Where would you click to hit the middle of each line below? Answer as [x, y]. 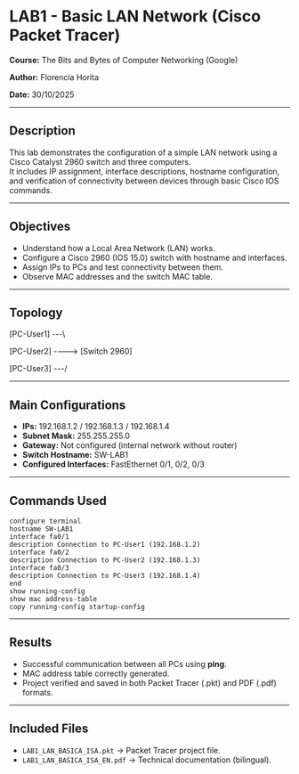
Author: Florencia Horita [54, 77]
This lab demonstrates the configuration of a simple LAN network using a [143, 152]
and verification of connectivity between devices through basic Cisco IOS [144, 181]
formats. [37, 692]
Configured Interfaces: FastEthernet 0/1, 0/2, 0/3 [113, 464]
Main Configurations [68, 405]
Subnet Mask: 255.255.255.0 [76, 436]
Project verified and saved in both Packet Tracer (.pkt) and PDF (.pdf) [149, 682]
